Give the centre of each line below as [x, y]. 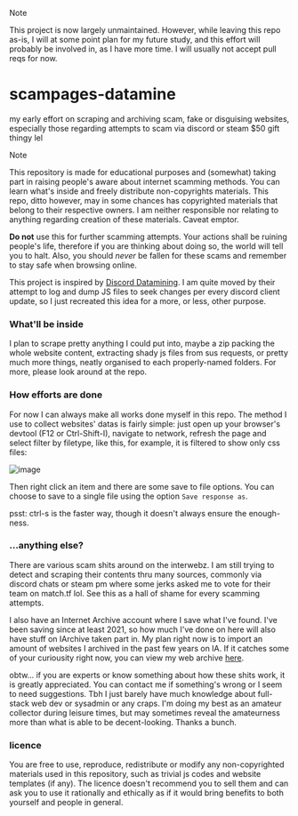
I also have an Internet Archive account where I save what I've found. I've [144, 620]
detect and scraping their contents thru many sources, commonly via [136, 574]
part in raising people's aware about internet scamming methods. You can [145, 181]
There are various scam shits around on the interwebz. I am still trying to [142, 564]
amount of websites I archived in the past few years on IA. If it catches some [149, 648]
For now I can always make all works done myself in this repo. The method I [148, 414]
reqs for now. [33, 58]
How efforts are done [56, 395]
